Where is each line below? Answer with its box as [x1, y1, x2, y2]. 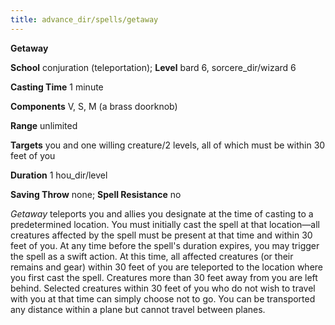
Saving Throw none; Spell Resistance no [10, 188, 182, 200]
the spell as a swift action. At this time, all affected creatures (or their [10, 250, 294, 262]
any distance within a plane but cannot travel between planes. [10, 303, 266, 315]
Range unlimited [10, 119, 78, 131]
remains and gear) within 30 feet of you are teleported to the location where [10, 261, 323, 273]
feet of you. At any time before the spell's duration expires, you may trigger [10, 239, 320, 251]
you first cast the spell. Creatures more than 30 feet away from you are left [10, 271, 318, 283]
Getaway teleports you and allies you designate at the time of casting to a [10, 207, 314, 220]
